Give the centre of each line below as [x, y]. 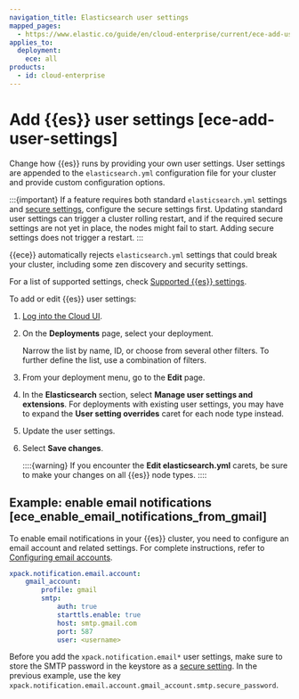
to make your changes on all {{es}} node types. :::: [114, 474]
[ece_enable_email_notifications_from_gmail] [138, 517]
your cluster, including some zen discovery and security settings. [129, 264]
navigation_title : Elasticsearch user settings [99, 17]
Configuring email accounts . [61, 557]
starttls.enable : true [99, 615]
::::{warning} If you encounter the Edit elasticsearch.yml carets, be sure [155, 465]
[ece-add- [236, 119]
